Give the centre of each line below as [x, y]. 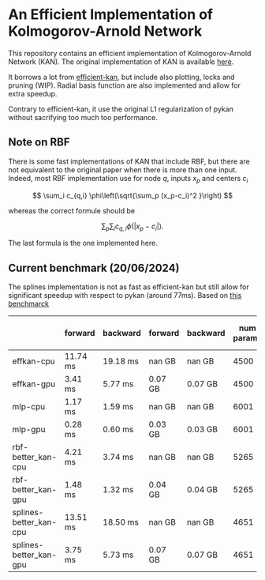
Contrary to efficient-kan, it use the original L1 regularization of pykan [121, 109]
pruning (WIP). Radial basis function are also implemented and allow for [125, 85]
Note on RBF [39, 143]
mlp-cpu [29, 407]
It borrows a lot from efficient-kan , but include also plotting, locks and [121, 77]
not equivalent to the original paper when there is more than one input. [123, 169]
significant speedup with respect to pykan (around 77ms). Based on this [125, 296]
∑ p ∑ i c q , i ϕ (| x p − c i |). [132, 227]
